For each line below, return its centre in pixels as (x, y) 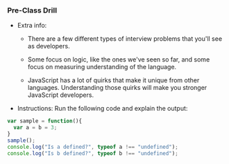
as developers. (49, 46)
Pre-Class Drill (32, 10)
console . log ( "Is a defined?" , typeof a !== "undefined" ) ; (93, 147)
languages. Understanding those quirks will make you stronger (117, 88)
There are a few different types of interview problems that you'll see (125, 39)
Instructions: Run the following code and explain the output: (102, 109)
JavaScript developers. (61, 95)
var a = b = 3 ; (35, 128)
